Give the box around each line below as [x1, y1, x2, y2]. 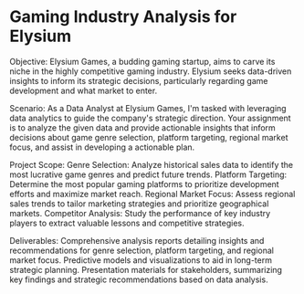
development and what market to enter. [9, 85, 158, 96]
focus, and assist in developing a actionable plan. [9, 142, 195, 152]
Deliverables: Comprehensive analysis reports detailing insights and [9, 235, 265, 246]
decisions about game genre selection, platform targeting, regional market [9, 131, 288, 142]
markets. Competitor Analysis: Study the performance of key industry [9, 207, 271, 218]
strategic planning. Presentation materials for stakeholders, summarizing [9, 264, 283, 275]
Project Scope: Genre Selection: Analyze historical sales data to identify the [9, 159, 294, 170]
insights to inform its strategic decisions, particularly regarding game [9, 75, 268, 86]
